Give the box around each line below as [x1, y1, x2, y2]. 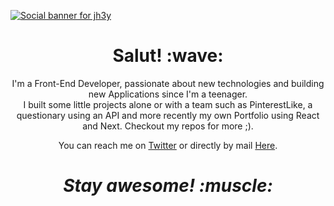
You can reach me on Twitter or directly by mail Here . [58, 139, 278, 151]
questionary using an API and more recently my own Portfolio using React [16, 109, 320, 121]
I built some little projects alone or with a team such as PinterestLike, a [23, 98, 313, 110]
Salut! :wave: [112, 45, 224, 67]
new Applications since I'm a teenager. [88, 88, 248, 100]
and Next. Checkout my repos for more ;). [82, 120, 254, 132]
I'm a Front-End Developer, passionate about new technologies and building [11, 77, 325, 89]
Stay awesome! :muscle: [63, 175, 273, 197]
